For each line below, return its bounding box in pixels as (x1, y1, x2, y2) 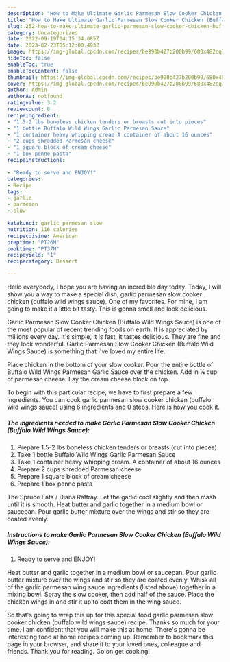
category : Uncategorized (7, 29, 78, 36)
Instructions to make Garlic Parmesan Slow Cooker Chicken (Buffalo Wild (7, 530, 221, 539)
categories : (7, 176, 41, 182)
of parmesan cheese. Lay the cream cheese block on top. (7, 375, 170, 383)
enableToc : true (7, 61, 53, 68)
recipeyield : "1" (7, 252, 57, 259)
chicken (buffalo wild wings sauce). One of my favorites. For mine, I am (7, 298, 207, 305)
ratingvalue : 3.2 (7, 99, 57, 106)
